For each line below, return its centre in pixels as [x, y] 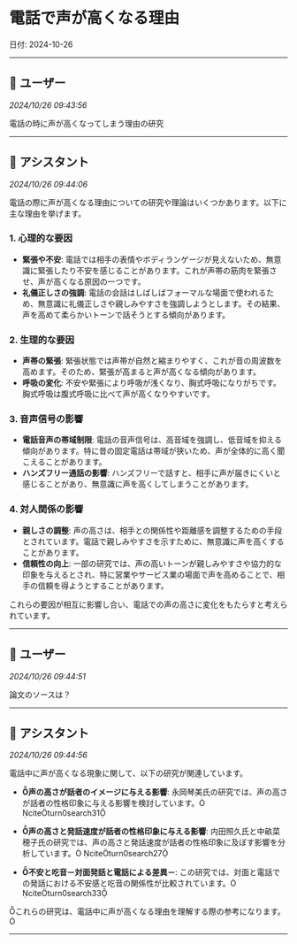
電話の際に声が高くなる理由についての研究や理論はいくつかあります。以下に [148, 202]
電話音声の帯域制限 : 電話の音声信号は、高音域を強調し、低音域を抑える [152, 440]
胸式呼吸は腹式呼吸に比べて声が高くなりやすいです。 [118, 394]
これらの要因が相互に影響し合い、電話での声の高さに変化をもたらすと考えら [148, 604]
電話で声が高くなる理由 [95, 18]
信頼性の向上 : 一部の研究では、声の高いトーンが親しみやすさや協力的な [152, 564]
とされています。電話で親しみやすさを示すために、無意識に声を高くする [153, 541]
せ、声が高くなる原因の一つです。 [84, 281]
